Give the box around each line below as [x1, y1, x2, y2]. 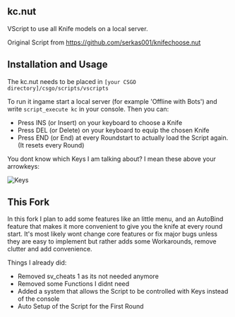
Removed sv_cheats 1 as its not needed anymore [17, 272, 159, 281]
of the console [17, 294, 60, 303]
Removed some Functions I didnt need [17, 280, 130, 288]
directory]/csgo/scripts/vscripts [7, 85, 109, 92]
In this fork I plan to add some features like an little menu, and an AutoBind [7, 215, 224, 223]
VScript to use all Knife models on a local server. [7, 24, 148, 32]
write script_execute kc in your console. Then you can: [7, 104, 169, 113]
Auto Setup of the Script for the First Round [17, 302, 144, 311]
